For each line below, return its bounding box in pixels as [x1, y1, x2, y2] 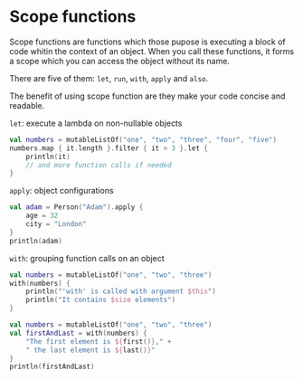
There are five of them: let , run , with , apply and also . [9, 72, 209, 83]
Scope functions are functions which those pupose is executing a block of [9, 36, 287, 47]
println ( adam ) [9, 236, 63, 245]
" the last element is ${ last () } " [25, 346, 156, 355]
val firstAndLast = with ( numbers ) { [9, 328, 147, 337]
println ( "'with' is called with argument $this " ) [25, 287, 217, 296]
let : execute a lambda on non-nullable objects [9, 118, 183, 128]
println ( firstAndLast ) [9, 362, 95, 372]
